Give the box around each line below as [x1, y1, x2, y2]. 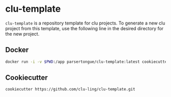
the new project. [5, 31, 40, 37]
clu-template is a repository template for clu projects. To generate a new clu [5, 20, 165, 26]
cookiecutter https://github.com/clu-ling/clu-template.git [5, 87, 136, 92]
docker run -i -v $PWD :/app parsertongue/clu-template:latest [5, 59, 140, 64]
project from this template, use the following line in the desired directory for [5, 25, 164, 31]
